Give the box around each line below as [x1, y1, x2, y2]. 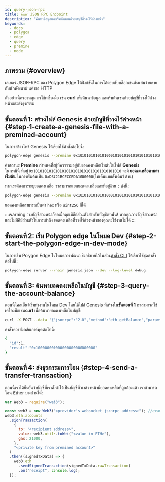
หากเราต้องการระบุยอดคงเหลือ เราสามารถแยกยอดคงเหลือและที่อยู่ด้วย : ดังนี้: [5, 183, 129, 189]
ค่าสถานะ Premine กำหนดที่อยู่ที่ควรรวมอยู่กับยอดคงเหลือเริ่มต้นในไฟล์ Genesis [5, 162, 140, 168]
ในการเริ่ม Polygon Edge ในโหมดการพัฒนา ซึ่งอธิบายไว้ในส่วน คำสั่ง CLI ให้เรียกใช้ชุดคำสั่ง [5, 252, 156, 258]
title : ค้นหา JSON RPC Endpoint [5, 12, 68, 17]
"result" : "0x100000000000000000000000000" [9, 345, 98, 350]
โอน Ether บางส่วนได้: [5, 390, 43, 396]
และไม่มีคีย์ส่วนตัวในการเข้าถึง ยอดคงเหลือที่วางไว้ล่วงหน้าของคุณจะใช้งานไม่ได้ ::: [5, 217, 136, 223]
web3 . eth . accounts [5, 413, 43, 418]
